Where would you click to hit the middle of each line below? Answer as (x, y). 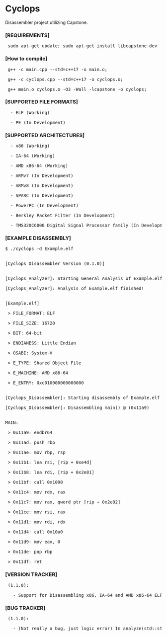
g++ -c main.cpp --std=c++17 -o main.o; (58, 69)
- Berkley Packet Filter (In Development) (63, 216)
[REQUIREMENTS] (27, 35)
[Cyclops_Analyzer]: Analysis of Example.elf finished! (75, 288)
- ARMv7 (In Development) (42, 176)
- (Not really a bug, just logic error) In (67, 629)
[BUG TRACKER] (25, 608)
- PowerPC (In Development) (44, 206)
